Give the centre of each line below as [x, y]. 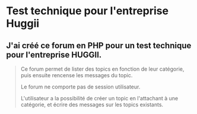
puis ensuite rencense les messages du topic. [77, 75]
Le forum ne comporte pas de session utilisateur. [80, 87]
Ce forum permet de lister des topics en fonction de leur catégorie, [102, 69]
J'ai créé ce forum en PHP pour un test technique [99, 45]
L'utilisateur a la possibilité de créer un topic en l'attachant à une [99, 98]
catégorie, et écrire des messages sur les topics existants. [92, 104]
